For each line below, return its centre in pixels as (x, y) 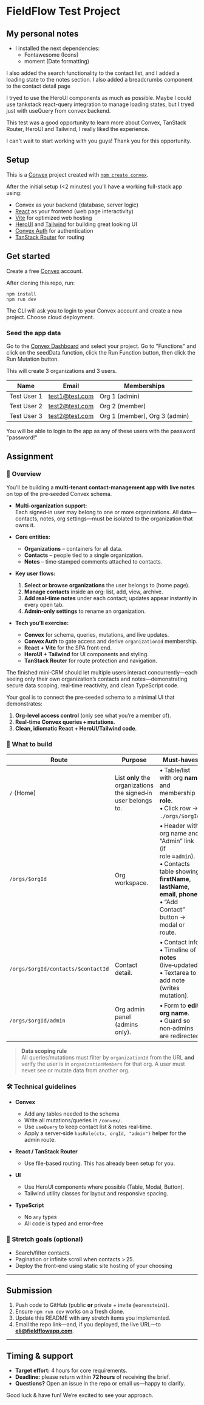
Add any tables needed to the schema (72, 1114)
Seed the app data (34, 333)
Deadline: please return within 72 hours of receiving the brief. (93, 1377)
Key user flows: (35, 573)
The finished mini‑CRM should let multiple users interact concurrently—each (102, 672)
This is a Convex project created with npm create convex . (77, 174)
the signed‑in (133, 793)
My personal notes (42, 34)
